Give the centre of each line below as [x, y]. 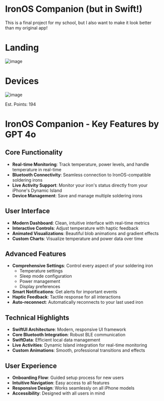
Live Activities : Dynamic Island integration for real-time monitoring [80, 345]
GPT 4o [21, 134]
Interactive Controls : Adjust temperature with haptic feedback [75, 228]
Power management [40, 281]
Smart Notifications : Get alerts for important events [65, 292]
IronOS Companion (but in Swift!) [74, 9]
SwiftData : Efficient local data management [56, 340]
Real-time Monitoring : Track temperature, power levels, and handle [81, 164]
